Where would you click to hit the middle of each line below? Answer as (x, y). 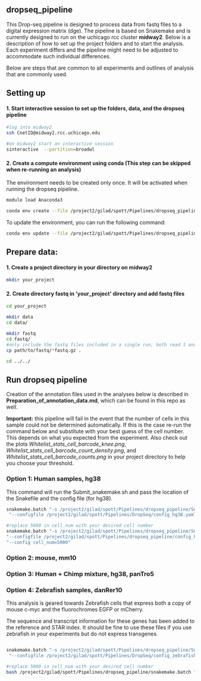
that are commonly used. (37, 74)
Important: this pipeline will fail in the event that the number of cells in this (98, 419)
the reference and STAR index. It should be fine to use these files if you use (99, 627)
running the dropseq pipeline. (42, 189)
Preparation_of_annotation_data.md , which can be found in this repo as (96, 401)
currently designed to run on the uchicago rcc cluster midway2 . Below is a (98, 37)
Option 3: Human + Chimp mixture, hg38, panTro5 (80, 574)
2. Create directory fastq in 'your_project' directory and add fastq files (95, 293)
